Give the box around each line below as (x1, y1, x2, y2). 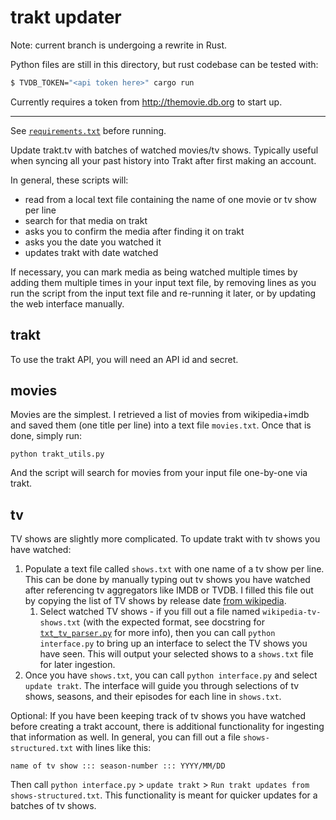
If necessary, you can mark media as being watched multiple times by (10, 266, 298, 278)
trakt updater (10, 6, 122, 29)
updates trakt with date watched (24, 246, 159, 258)
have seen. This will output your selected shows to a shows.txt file (39, 648, 314, 660)
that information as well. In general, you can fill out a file (10, 731, 242, 743)
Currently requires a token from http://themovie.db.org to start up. (10, 96, 283, 108)
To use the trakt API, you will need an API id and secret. (10, 353, 239, 365)
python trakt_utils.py (10, 449, 105, 460)
